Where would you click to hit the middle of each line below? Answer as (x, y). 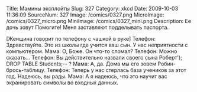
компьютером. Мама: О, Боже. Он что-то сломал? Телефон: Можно (92, 51)
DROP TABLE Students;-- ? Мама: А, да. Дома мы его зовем (81, 64)
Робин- (167, 64)
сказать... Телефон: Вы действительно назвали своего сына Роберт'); (94, 57)
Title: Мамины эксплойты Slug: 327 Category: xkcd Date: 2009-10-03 (92, 9)
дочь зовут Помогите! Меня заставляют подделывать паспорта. (88, 27)
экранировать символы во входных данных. (62, 83)
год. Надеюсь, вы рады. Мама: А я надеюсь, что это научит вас (87, 76)
